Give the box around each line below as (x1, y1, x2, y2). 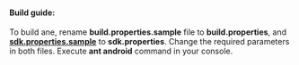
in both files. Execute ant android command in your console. (9, 45, 233, 57)
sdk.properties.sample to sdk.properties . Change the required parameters (9, 37, 290, 47)
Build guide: (9, 7, 56, 18)
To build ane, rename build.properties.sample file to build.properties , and (9, 27, 287, 37)
